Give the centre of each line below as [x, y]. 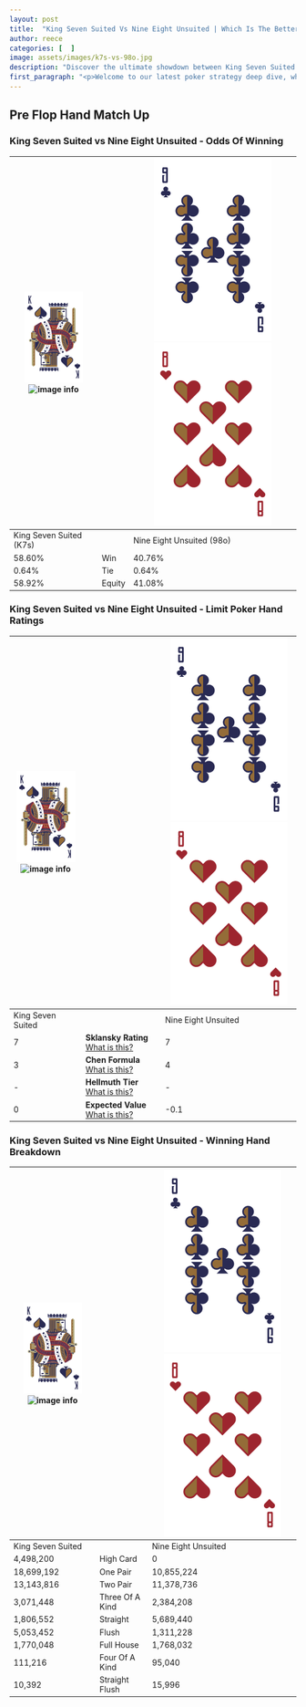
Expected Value [116, 1105]
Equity [113, 583]
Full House [119, 1645]
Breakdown [35, 1152]
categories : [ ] [42, 48]
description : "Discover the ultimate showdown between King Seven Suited [153, 68]
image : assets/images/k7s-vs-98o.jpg [81, 58]
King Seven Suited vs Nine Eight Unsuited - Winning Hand [140, 1140]
